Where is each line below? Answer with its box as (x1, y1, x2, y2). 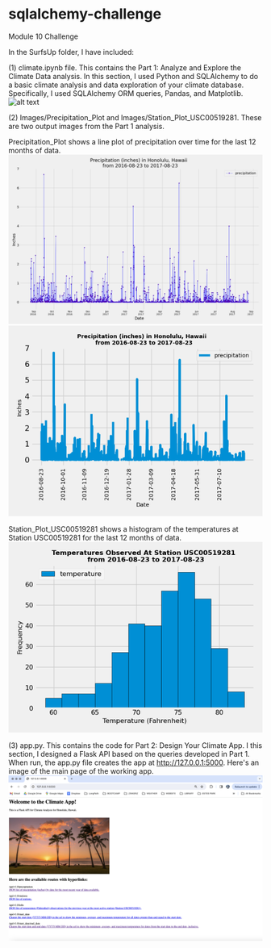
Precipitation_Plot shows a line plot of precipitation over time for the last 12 (8, 136, 256, 146)
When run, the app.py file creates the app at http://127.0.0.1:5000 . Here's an (8, 758, 260, 767)
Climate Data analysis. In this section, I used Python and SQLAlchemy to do (8, 71, 259, 81)
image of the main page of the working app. (8, 766, 155, 775)
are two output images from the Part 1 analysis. (8, 121, 165, 131)
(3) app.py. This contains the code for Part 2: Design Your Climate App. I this (8, 740, 263, 750)
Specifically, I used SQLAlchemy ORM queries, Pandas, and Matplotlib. (8, 88, 244, 98)
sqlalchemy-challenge (8, 5, 162, 23)
